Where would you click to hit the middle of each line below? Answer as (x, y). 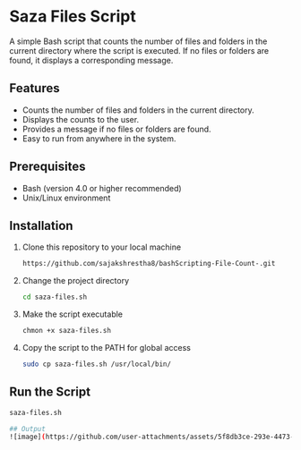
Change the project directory (76, 281)
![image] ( (28, 437)
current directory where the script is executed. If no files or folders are (139, 50)
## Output (28, 429)
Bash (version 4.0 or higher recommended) (102, 188)
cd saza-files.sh (55, 297)
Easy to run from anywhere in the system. (99, 138)
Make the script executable (73, 314)
